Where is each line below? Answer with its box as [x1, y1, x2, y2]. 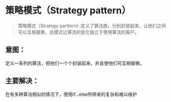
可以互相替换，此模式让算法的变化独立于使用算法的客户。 [17, 29, 139, 35]
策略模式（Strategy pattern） [5, 5, 131, 16]
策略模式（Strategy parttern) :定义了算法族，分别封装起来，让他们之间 [17, 23, 166, 29]
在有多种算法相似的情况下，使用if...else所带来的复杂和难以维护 [5, 91, 137, 97]
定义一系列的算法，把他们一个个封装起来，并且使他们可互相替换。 [5, 60, 144, 66]
